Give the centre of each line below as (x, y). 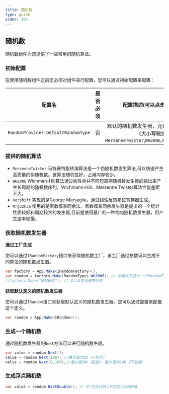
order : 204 (17, 19)
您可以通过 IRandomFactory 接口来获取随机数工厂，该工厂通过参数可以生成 (80, 256)
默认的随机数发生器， (132, 126)
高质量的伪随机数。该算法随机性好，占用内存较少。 (65, 175)
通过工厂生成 (18, 245)
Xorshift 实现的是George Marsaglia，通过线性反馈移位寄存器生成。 (82, 200)
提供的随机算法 (23, 156)
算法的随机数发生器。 (31, 262)
